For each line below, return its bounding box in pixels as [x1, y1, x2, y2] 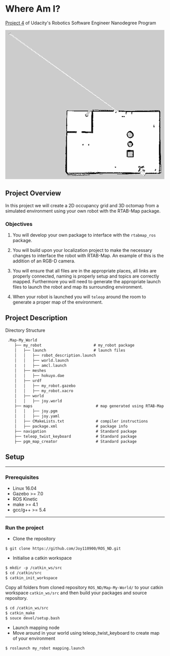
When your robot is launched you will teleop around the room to [12, 294, 146, 300]
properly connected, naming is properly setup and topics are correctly [12, 273, 159, 279]
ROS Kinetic [12, 496, 38, 502]
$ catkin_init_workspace [5, 575, 58, 581]
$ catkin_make [5, 611, 35, 616]
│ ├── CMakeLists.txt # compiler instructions [14, 418, 148, 423]
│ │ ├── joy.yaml [14, 413, 60, 418]
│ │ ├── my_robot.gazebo [14, 383, 76, 388]
